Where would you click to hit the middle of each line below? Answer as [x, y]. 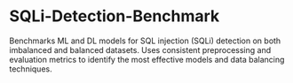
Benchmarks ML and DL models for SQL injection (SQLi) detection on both [145, 41]
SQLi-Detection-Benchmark [115, 16]
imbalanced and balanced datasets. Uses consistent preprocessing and [140, 49]
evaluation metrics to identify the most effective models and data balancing [147, 59]
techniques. [31, 69]
